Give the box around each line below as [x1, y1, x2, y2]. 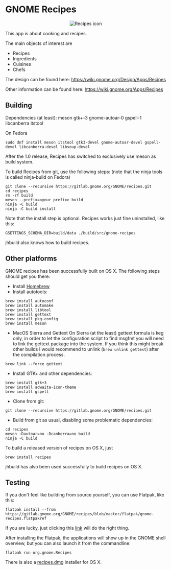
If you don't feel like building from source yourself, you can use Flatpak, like [5, 492, 164, 498]
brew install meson [5, 321, 47, 326]
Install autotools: [12, 289, 47, 295]
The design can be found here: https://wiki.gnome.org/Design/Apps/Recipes [5, 76, 166, 82]
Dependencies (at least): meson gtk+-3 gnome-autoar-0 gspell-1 [5, 114, 142, 121]
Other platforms [5, 254, 57, 263]
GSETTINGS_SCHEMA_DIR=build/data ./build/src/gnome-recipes [5, 230, 136, 235]
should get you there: [5, 273, 50, 279]
